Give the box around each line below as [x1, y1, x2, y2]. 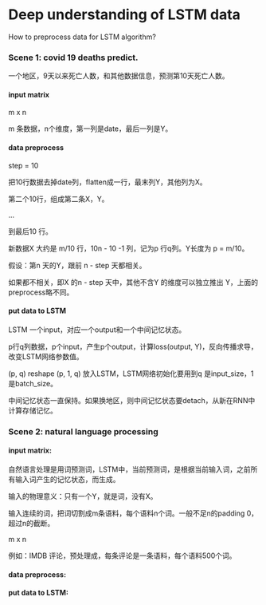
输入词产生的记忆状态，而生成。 [14, 474, 120, 484]
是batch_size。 [8, 378, 58, 388]
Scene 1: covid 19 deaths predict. [8, 52, 139, 63]
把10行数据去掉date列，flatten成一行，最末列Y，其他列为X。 [8, 177, 207, 187]
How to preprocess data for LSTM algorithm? [8, 32, 157, 42]
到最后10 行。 [8, 226, 53, 236]
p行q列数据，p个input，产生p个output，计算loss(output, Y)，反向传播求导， [8, 342, 258, 351]
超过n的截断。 [8, 518, 55, 528]
